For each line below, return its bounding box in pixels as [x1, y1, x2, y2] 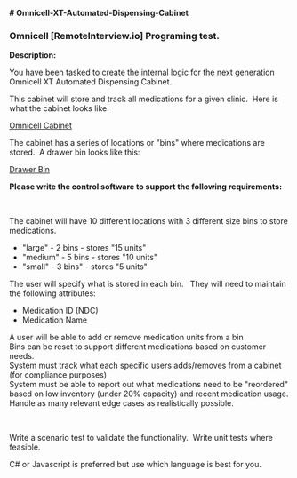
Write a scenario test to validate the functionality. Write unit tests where [9, 433, 273, 443]
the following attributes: [9, 288, 96, 299]
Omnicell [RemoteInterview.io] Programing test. [9, 29, 220, 42]
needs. [9, 351, 35, 362]
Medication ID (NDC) [21, 306, 100, 316]
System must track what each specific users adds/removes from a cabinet [9, 360, 282, 371]
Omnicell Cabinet [9, 120, 73, 131]
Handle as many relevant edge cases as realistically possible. [9, 398, 234, 409]
